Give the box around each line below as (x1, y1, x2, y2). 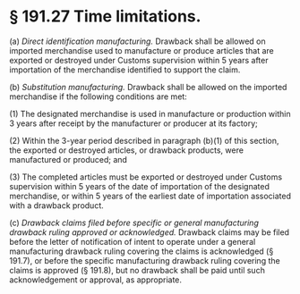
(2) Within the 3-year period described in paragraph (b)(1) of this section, (9, 135, 279, 146)
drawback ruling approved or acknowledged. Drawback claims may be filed (9, 226, 289, 238)
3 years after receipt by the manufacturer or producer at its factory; (9, 118, 258, 129)
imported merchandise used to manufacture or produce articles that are (9, 45, 275, 55)
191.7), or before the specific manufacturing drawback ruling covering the (9, 255, 280, 265)
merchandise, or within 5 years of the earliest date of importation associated (9, 190, 291, 201)
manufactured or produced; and (9, 154, 128, 164)
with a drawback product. (9, 199, 105, 211)
